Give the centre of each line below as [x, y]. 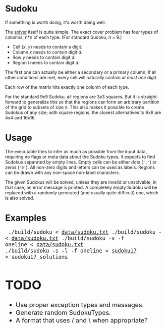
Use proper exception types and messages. [80, 305]
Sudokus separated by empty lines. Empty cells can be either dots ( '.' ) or [81, 162]
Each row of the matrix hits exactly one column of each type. [67, 87]
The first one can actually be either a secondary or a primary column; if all [81, 72]
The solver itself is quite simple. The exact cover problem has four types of [82, 32]
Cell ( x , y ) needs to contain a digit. [47, 47]
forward [13, 102]
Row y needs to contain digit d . [44, 57]
